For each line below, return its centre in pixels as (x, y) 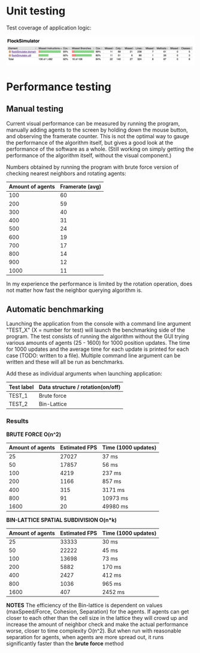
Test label (21, 387)
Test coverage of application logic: (49, 28)
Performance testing (59, 87)
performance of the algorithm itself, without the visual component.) (89, 155)
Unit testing (36, 11)
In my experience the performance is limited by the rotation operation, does (99, 284)
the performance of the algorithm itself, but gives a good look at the (90, 142)
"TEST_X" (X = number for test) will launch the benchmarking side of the (96, 330)
